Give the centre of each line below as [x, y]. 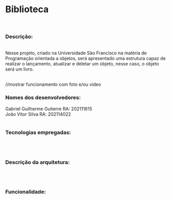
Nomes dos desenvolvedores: [43, 97]
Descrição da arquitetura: [38, 162]
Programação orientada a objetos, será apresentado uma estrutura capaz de [85, 58]
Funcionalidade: [26, 192]
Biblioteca [27, 9]
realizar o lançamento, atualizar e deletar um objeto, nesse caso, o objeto [82, 64]
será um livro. [20, 69]
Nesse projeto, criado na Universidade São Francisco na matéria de [76, 53]
